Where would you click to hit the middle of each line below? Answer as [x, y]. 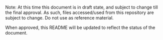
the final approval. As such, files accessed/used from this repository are [79, 12]
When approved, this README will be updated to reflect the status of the [80, 27]
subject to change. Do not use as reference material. [59, 18]
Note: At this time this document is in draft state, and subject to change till [81, 7]
